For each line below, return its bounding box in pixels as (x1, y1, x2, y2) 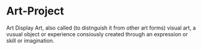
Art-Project (6, 4, 65, 18)
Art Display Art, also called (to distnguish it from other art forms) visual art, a (6, 24, 196, 31)
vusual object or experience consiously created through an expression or (6, 30, 188, 37)
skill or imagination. (6, 37, 55, 44)
